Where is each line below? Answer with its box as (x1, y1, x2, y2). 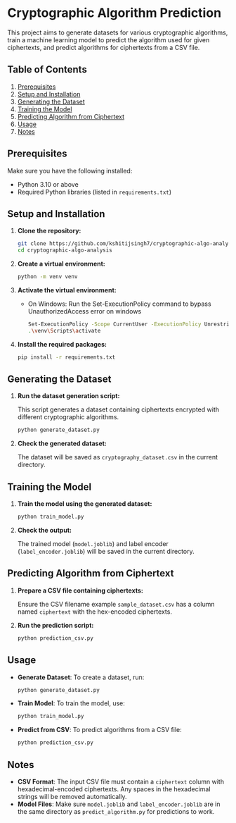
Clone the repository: (17, 227, 81, 235)
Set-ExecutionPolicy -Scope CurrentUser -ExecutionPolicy (27, 321, 202, 328)
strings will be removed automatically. (17, 792, 128, 800)
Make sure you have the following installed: (7, 166, 133, 175)
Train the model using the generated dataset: (17, 500, 152, 508)
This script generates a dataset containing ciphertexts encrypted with (17, 405, 220, 414)
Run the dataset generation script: (17, 392, 120, 400)
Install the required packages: (17, 340, 107, 348)
